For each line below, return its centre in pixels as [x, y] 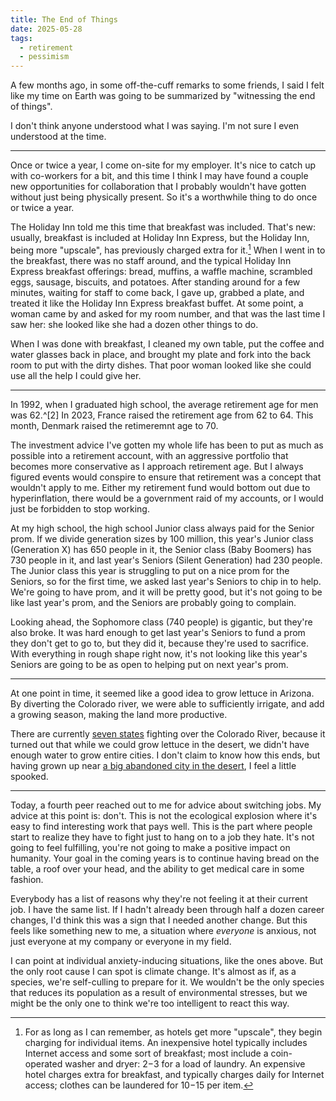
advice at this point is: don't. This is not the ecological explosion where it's [164, 815]
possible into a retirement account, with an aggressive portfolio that [149, 455]
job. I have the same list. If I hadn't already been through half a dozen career [167, 909]
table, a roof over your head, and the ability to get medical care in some [157, 868]
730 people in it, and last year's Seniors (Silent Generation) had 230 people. [166, 560]
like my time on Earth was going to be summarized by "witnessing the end [163, 96]
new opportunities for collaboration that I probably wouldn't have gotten [158, 187]
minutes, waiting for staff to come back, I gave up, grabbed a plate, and [157, 292]
